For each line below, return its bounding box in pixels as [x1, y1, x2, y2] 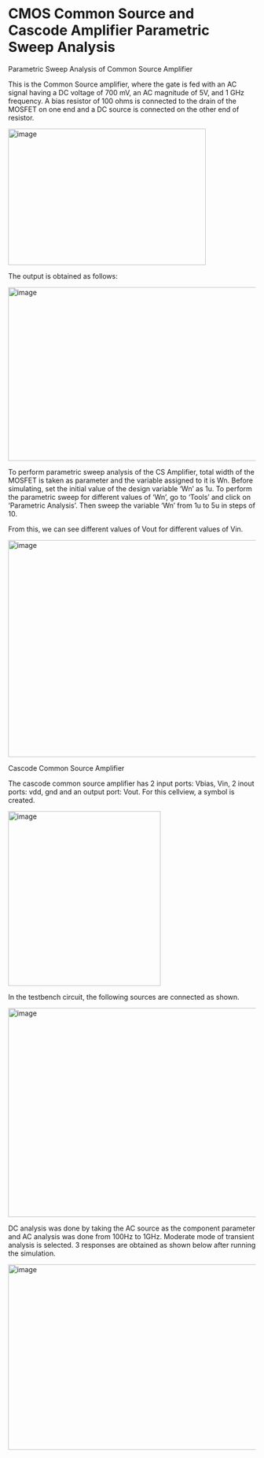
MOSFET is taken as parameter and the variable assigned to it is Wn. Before [8, 476, 254, 485]
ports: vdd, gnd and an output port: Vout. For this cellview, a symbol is [8, 786, 235, 796]
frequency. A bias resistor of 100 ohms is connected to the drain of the [8, 96, 237, 105]
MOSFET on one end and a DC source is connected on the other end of [8, 104, 240, 114]
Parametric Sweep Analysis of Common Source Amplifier [8, 64, 193, 73]
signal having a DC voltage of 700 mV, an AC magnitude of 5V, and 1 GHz [8, 87, 245, 97]
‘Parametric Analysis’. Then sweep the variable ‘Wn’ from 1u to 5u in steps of [8, 501, 255, 510]
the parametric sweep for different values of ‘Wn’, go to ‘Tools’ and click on [8, 492, 251, 501]
